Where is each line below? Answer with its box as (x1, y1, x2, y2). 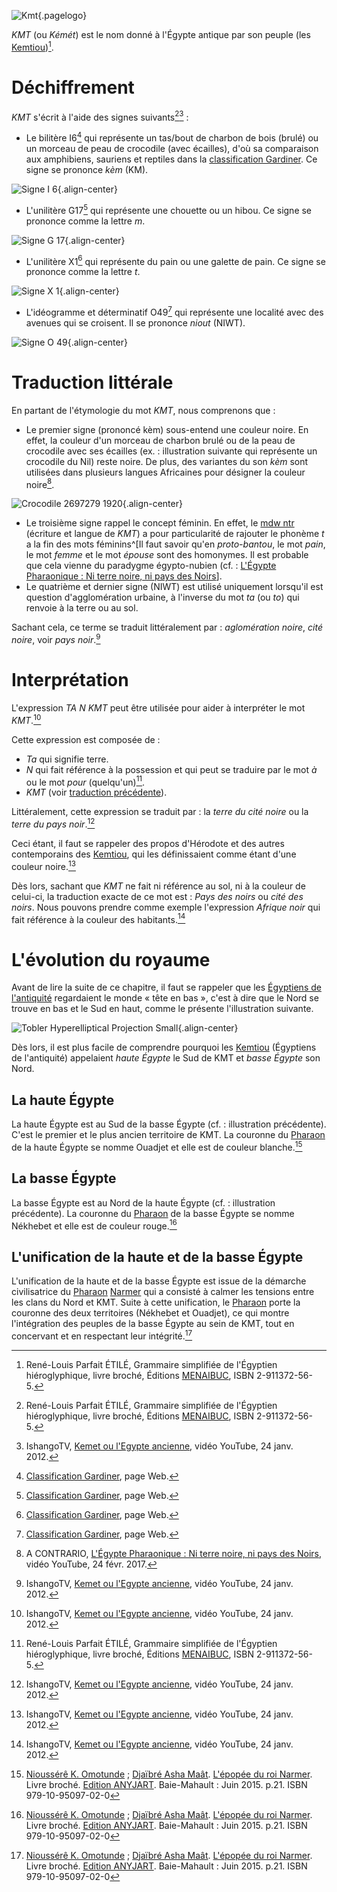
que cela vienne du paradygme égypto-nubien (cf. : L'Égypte (25, 560, 277, 572)
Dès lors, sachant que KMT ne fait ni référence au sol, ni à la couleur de (11, 880, 306, 892)
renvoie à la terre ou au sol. (25, 602, 139, 614)
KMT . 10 (11, 713, 42, 726)
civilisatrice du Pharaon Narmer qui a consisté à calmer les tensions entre (11, 1286, 315, 1298)
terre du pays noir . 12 (11, 816, 96, 830)
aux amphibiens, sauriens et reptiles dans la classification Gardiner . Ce (25, 153, 318, 165)
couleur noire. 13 (11, 859, 76, 872)
